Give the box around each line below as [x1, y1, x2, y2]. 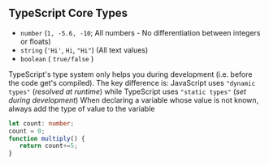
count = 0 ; [8, 127, 46, 135]
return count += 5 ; [19, 142, 79, 150]
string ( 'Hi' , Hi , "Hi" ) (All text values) [20, 44, 149, 55]
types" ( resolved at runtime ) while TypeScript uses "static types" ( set [8, 87, 246, 96]
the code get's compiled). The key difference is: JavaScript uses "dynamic [8, 78, 256, 87]
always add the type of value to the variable [8, 104, 155, 113]
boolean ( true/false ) [20, 53, 94, 63]
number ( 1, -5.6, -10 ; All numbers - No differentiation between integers [20, 27, 261, 37]
